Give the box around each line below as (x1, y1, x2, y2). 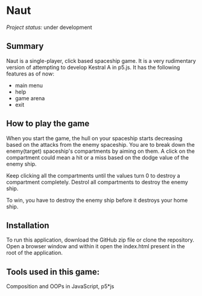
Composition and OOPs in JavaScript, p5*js (6, 283, 115, 290)
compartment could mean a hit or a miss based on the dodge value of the (6, 153, 189, 161)
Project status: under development (6, 24, 92, 31)
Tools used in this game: (6, 266, 100, 277)
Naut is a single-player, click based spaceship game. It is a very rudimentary (6, 57, 196, 64)
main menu (14, 82, 43, 89)
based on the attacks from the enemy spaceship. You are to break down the (6, 141, 195, 148)
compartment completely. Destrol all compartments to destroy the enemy (6, 178, 188, 185)
